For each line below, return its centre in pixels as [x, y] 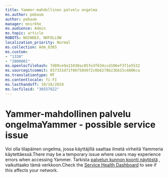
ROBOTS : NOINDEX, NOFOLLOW [33, 38]
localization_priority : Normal [38, 43]
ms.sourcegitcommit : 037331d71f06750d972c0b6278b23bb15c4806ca [73, 71]
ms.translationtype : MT [30, 75]
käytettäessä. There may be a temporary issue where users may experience [83, 154]
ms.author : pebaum [24, 15]
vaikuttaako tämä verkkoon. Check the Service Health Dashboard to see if [81, 165]
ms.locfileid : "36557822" [32, 89]
